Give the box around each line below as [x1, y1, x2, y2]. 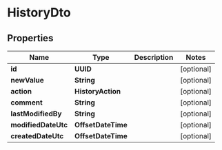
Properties [7, 32, 54, 44]
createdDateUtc [10, 131, 64, 140]
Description [134, 53, 174, 62]
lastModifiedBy [10, 109, 62, 118]
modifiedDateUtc [10, 120, 68, 129]
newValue [10, 76, 44, 85]
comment [10, 98, 43, 107]
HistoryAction [74, 87, 121, 96]
